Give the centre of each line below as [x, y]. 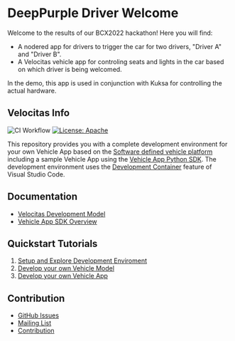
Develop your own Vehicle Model [66, 268]
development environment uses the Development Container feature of [110, 167]
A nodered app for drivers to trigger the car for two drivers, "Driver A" [120, 46]
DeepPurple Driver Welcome [93, 13]
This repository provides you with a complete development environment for [117, 144]
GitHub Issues [38, 315]
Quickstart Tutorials [53, 243]
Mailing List [34, 323]
